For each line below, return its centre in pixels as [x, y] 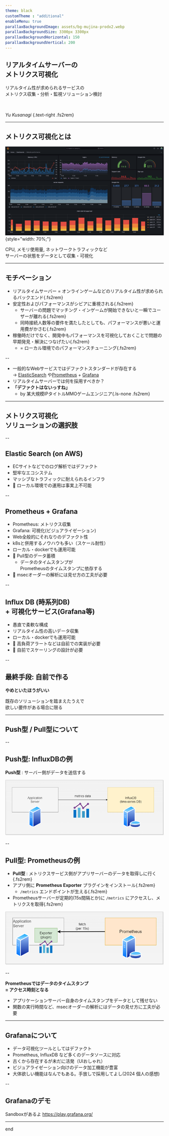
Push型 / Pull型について [42, 729]
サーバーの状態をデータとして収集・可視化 [49, 256]
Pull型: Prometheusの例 [43, 861]
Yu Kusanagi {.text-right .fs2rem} [40, 115]
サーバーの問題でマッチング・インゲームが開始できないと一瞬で [86, 310]
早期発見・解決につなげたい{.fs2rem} [51, 342]
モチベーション [28, 278]
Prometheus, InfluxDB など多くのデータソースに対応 [66, 1055]
